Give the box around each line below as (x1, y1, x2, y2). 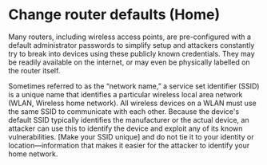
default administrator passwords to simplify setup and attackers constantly (8, 40, 255, 49)
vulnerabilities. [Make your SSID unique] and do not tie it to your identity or (8, 132, 254, 141)
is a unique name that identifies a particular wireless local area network (8, 89, 243, 99)
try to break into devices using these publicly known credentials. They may (8, 49, 255, 58)
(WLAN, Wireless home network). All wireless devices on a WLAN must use (8, 98, 257, 108)
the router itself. (8, 65, 61, 75)
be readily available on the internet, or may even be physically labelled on (8, 57, 250, 67)
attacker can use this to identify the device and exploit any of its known (8, 124, 243, 133)
